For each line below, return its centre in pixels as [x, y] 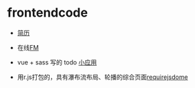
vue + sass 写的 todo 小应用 [57, 62]
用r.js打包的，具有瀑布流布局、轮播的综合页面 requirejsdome [102, 77]
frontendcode [48, 13]
